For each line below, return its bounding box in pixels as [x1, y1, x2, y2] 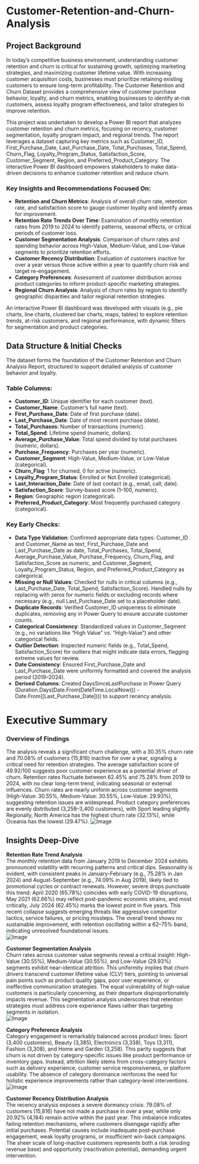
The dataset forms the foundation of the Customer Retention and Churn [6, 357, 181, 364]
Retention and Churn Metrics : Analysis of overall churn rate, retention [14, 198, 187, 205]
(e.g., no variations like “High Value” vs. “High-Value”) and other [14, 629, 172, 636]
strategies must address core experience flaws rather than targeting [6, 1002, 173, 1009]
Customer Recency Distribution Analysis [6, 1095, 109, 1102]
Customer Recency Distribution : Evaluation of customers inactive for [14, 255, 185, 262]
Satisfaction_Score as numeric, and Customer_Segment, [14, 559, 153, 566]
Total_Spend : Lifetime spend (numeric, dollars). [14, 430, 132, 437]
